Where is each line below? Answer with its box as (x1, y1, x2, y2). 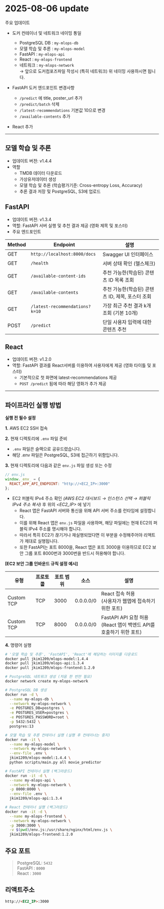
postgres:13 (9, 723, 34, 729)
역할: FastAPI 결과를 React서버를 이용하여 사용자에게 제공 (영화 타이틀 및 (12, 362, 151, 369)
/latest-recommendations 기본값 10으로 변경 (19, 107, 106, 113)
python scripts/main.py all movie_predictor (9, 760, 102, 765)
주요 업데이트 (5, 20, 30, 25)
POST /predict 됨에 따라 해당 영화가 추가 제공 (19, 381, 106, 387)
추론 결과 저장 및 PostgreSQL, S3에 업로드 (19, 188, 101, 194)
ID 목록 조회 (108, 276, 134, 283)
